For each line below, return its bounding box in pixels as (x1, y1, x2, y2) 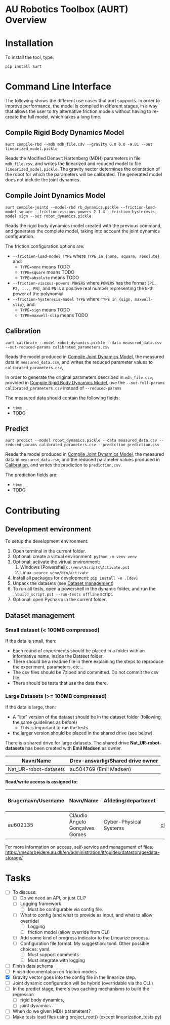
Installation (5, 37, 54, 49)
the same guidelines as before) (12, 719, 77, 725)
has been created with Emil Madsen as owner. (25, 745, 122, 752)
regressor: (12, 992, 34, 998)
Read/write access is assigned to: (5, 779, 78, 785)
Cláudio (69, 812, 88, 819)
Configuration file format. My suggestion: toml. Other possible (20, 940, 150, 947)
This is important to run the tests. (20, 725, 90, 731)
